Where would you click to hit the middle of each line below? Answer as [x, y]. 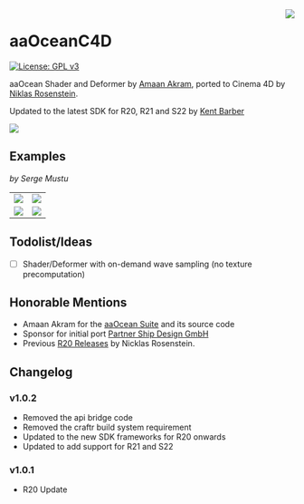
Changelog [41, 372]
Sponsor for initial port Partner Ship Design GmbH [115, 334]
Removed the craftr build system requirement [107, 427]
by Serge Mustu [39, 178]
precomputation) [54, 274]
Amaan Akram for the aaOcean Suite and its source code [128, 325]
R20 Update [45, 489]
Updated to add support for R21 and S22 [98, 447]
